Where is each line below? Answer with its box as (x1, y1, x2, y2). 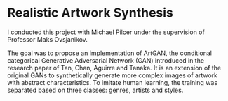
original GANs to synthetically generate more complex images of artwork (7, 71, 217, 79)
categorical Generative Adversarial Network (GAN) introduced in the (7, 56, 205, 64)
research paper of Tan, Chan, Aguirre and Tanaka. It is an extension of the (7, 63, 222, 72)
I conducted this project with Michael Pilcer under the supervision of (7, 28, 205, 36)
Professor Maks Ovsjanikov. (7, 35, 88, 43)
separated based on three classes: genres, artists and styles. (7, 86, 184, 94)
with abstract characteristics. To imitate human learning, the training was (7, 78, 218, 86)
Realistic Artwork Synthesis (7, 5, 174, 21)
